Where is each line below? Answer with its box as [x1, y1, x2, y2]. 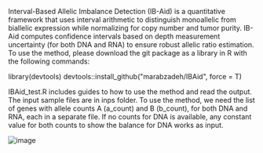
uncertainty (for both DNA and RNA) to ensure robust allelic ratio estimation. [8, 40, 254, 49]
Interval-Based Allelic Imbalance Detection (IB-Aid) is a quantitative [8, 7, 226, 16]
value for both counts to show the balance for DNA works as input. [8, 121, 224, 129]
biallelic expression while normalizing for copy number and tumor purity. [8, 24, 242, 32]
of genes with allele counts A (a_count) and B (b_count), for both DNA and [8, 104, 248, 113]
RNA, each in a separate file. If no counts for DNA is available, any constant [8, 112, 252, 121]
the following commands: [8, 56, 90, 66]
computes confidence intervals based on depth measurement [20, 31, 221, 41]
